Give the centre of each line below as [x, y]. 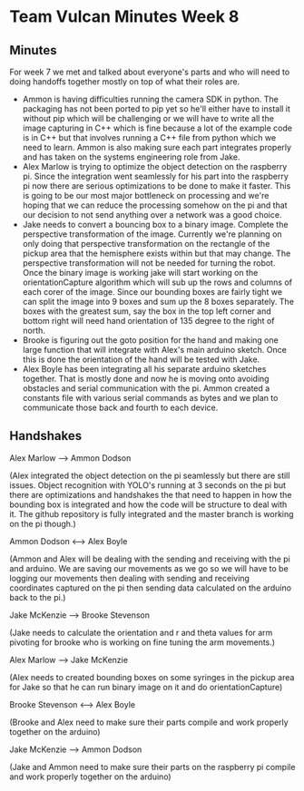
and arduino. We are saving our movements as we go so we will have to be [149, 568]
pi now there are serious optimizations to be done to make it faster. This [157, 186]
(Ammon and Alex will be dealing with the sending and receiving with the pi [150, 559]
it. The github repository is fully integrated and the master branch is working [152, 513]
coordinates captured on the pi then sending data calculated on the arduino [151, 588]
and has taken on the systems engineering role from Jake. [131, 157]
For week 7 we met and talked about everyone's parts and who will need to [150, 72]
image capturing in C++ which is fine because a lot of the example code [157, 128]
